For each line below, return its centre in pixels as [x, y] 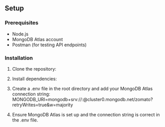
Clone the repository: [34, 69]
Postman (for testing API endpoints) [49, 45]
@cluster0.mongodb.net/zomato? [118, 99]
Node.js [20, 34]
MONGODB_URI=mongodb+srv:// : [48, 99]
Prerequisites [22, 23]
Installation [19, 58]
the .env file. [25, 120]
